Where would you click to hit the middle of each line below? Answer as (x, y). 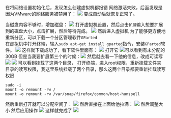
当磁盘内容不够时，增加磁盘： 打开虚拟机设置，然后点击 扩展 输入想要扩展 (84, 25)
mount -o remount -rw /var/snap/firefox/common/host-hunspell (73, 94)
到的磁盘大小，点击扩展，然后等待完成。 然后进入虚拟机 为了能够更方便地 (85, 31)
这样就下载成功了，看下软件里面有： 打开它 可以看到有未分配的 (93, 50)
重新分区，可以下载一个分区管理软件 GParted (51, 37)
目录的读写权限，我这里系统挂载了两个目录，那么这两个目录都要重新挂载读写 (85, 69)
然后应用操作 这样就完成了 (41, 110)
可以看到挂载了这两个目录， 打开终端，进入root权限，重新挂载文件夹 (90, 63)
